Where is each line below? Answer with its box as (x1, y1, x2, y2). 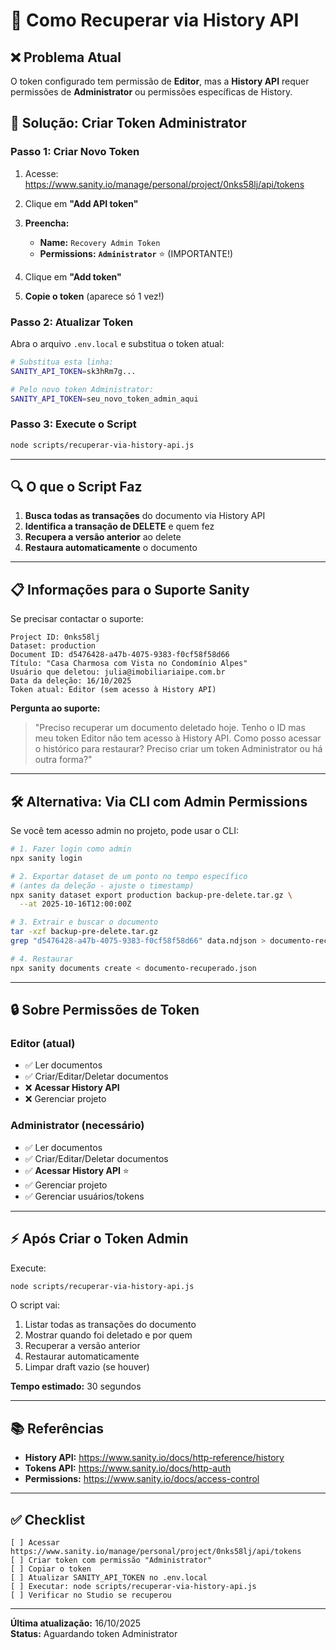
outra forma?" (34, 754, 93, 766)
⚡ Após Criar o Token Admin (10, 1230, 189, 1248)
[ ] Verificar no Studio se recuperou (10, 1590, 172, 1601)
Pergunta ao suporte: (10, 702, 101, 714)
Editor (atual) (10, 1037, 76, 1051)
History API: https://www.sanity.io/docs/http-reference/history (24, 1452, 285, 1464)
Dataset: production (10, 641, 97, 651)
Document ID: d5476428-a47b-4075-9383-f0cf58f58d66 (10, 650, 230, 660)
